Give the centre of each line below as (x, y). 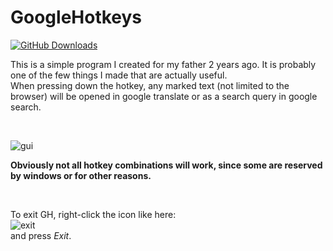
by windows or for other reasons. (81, 175)
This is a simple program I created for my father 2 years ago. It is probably (163, 64)
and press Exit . (41, 235)
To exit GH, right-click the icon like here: (93, 214)
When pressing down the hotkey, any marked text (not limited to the (150, 85)
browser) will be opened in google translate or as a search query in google (164, 96)
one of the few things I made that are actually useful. (119, 75)
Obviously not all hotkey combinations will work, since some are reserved (166, 165)
